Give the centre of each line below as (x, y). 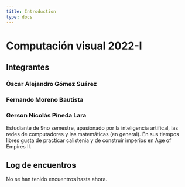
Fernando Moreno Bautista (45, 99)
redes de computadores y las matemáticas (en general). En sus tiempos (93, 134)
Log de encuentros (41, 165)
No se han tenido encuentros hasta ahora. (57, 179)
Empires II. (19, 147)
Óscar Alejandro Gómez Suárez (52, 84)
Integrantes (28, 67)
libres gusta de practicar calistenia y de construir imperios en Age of (89, 140)
